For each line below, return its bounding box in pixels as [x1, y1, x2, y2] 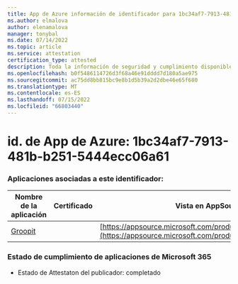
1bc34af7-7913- [132, 133, 229, 150]
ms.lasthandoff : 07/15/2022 [7, 97, 91, 104]
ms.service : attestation [7, 50, 81, 58]
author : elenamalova [7, 23, 69, 31]
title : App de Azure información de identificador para [7, 10, 176, 18]
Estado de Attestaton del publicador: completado [17, 268, 161, 277]
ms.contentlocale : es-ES [7, 89, 81, 97]
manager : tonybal [7, 30, 59, 38]
